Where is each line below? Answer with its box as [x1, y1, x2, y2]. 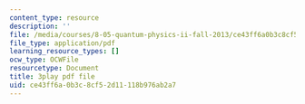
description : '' [9, 22, 71, 31]
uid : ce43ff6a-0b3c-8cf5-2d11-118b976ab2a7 [9, 80, 177, 90]
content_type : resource [9, 13, 100, 23]
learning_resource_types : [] [9, 47, 120, 56]
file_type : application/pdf [9, 38, 116, 48]
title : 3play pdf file [9, 72, 95, 81]
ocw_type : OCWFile [9, 55, 79, 64]
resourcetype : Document [9, 64, 100, 73]
